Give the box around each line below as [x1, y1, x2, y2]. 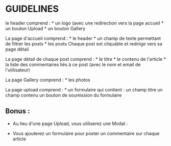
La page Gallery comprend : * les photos [5, 77, 90, 83]
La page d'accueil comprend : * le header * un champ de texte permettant [5, 35, 161, 41]
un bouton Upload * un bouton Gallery [5, 25, 86, 31]
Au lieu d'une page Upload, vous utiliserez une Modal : [12, 120, 128, 127]
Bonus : [5, 107, 30, 115]
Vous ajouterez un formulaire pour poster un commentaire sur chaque [12, 130, 160, 136]
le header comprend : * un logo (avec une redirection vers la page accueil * [5, 20, 164, 26]
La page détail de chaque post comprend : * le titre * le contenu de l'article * [5, 56, 166, 62]
